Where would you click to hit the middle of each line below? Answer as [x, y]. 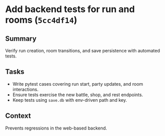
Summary [21, 39]
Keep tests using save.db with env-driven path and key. [70, 100]
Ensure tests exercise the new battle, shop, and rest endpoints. [78, 95]
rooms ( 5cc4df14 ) [41, 20]
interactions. [25, 89]
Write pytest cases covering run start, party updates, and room [78, 84]
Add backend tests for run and [70, 9]
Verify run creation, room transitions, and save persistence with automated [82, 51]
